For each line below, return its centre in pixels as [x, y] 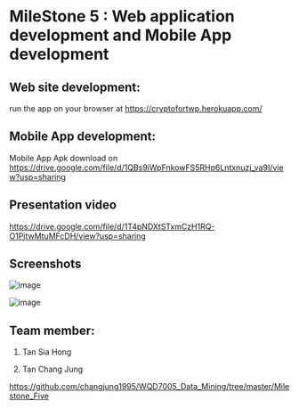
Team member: [52, 330]
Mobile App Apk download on [64, 158]
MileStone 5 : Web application [122, 16]
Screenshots [45, 264]
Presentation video [63, 205]
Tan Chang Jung [53, 369]
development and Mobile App [121, 35]
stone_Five [29, 396]
